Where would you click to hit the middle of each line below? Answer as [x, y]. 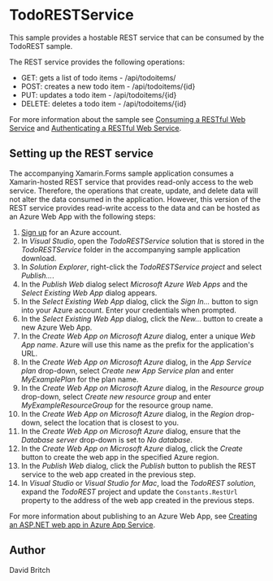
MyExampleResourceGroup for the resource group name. [117, 405]
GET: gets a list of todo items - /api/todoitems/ [98, 77]
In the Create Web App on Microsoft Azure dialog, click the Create [132, 448]
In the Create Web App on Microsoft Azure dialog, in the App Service [136, 362]
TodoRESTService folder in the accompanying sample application [130, 249]
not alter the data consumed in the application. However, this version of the [135, 199]
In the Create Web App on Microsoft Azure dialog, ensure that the [131, 431]
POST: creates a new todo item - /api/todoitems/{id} [108, 86]
